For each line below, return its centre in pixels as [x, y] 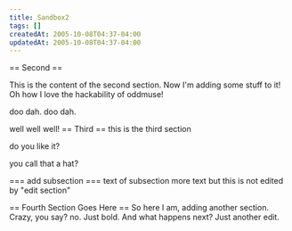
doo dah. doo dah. [43, 111]
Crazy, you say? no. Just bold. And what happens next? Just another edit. [145, 217]
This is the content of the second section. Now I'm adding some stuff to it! [145, 85]
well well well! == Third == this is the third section [100, 129]
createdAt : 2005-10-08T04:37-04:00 [75, 34]
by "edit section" [40, 190]
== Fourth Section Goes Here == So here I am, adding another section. [139, 208]
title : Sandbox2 [39, 17]
